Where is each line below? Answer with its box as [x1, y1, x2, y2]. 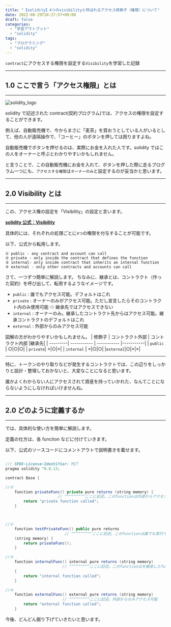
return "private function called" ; [23, 499, 99, 504]
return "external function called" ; [23, 602, 101, 607]
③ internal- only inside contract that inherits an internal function [5, 260, 159, 265]
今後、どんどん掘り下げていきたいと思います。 [5, 616, 103, 622]
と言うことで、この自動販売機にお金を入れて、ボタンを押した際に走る [5, 161, 152, 168]
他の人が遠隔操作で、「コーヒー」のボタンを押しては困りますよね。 [14, 133, 154, 140]
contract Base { [5, 475, 40, 480]
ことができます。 [9, 117, 45, 123]
